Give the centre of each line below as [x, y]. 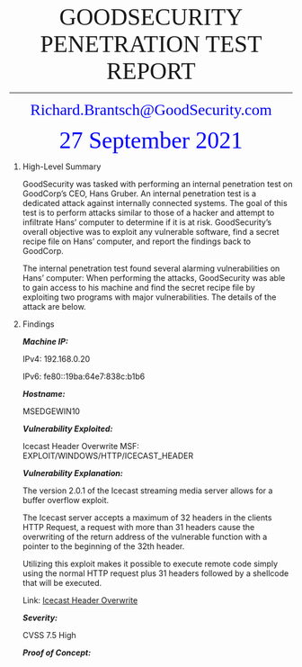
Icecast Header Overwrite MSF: [80, 446]
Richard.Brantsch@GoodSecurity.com [151, 110]
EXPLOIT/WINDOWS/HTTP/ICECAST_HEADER [108, 455]
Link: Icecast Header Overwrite [80, 600]
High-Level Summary [62, 167]
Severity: [40, 617]
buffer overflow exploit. [66, 500]
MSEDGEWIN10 [51, 411]
